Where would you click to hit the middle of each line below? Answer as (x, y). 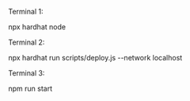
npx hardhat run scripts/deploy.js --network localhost (95, 58)
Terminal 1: (26, 12)
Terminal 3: (27, 73)
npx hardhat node (37, 27)
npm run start (30, 88)
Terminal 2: (27, 42)
